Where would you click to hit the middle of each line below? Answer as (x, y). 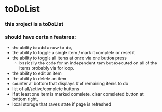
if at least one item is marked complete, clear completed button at (78, 94)
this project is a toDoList (34, 24)
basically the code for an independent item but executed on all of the (88, 63)
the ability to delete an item (39, 79)
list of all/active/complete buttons (45, 89)
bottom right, (25, 99)
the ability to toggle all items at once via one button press (69, 58)
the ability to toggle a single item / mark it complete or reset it (73, 53)
